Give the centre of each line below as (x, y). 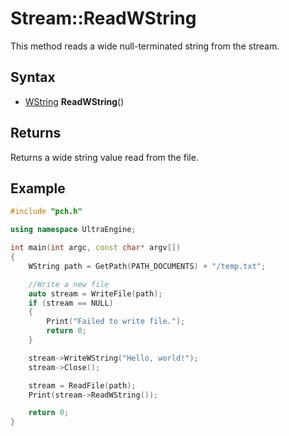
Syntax (33, 77)
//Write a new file (69, 284)
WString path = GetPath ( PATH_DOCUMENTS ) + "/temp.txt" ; (147, 266)
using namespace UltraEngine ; (73, 230)
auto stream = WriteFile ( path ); (95, 293)
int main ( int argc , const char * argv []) (96, 248)
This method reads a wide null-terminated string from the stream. (145, 46)
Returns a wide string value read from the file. (104, 157)
